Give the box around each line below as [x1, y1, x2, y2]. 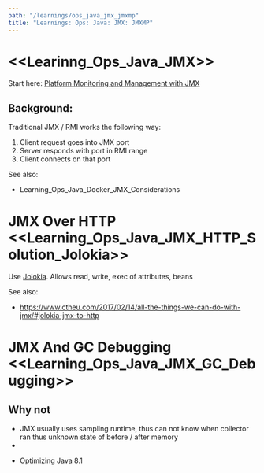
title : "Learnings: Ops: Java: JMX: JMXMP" [8, 19, 154, 27]
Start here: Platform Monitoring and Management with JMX [8, 79, 200, 88]
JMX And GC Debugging [8, 338, 172, 357]
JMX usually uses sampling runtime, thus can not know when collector [19, 424, 250, 434]
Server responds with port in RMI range [19, 146, 148, 156]
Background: [8, 102, 73, 115]
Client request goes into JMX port [19, 138, 130, 147]
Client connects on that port [19, 154, 111, 164]
